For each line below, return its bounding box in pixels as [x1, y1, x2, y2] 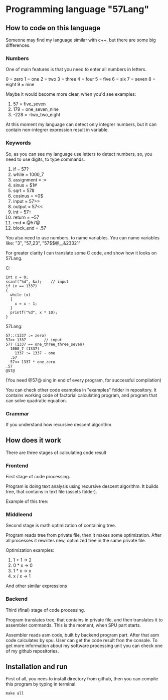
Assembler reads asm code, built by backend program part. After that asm [6, 631, 159, 638]
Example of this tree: [6, 498, 49, 504]
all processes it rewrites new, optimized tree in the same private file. [6, 538, 146, 544]
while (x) [10, 292, 31, 297]
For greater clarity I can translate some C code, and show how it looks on [6, 249, 157, 256]
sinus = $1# [13, 182, 37, 188]
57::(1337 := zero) [6, 333, 47, 338]
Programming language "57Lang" [6, 4, 149, 15]
